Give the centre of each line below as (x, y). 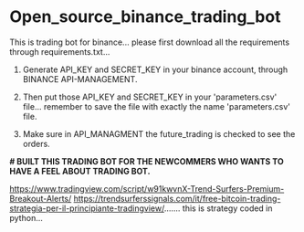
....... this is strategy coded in (218, 208)
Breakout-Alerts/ (41, 198)
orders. (36, 143)
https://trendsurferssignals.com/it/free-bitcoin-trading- (177, 198)
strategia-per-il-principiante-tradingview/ (87, 208)
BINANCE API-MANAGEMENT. (80, 79)
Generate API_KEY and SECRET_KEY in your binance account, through (155, 69)
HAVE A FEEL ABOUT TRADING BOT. (80, 171)
